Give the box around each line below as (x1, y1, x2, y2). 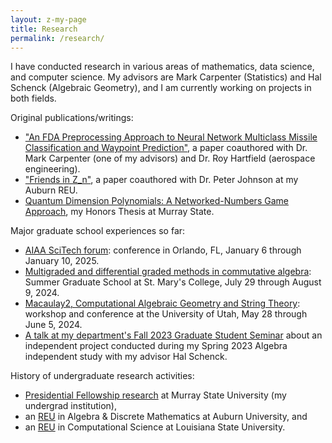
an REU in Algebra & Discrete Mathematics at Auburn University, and (24, 411, 308, 423)
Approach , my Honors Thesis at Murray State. (24, 206, 215, 218)
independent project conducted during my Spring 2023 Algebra (24, 340, 288, 352)
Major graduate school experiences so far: (10, 225, 186, 237)
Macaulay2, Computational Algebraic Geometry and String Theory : (24, 297, 301, 310)
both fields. (10, 92, 57, 105)
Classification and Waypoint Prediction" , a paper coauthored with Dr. (24, 142, 308, 154)
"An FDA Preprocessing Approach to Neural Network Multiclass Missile (24, 131, 318, 143)
